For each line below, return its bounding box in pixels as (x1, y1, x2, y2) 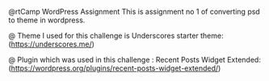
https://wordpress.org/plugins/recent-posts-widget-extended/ (11, 63, 219, 73)
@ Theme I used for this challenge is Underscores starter (8, 31, 200, 40)
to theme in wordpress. (8, 15, 86, 25)
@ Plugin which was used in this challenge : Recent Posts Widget (8, 55, 226, 64)
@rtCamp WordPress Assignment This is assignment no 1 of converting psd (8, 7, 260, 16)
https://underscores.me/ (11, 39, 93, 49)
